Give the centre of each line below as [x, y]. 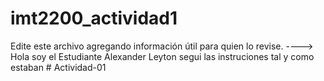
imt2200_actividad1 [94, 18]
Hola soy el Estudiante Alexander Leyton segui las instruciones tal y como [162, 56]
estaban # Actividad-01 [58, 67]
